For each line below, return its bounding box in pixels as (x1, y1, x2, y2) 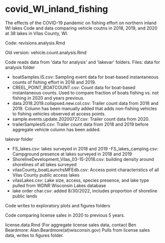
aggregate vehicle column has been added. (12, 126, 101, 132)
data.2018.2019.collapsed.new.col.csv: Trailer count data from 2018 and (12, 100, 159, 106)
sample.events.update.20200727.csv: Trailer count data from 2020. (12, 116, 150, 122)
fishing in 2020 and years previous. (12, 95, 85, 101)
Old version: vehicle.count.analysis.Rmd (5, 49, 86, 55)
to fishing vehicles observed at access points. (12, 110, 106, 117)
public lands (12, 193, 38, 199)
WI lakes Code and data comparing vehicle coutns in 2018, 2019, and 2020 (5, 25, 158, 31)
